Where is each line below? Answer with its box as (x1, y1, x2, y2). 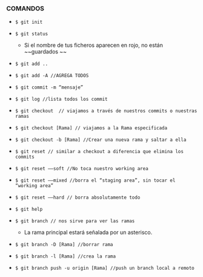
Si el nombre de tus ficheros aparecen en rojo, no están (24, 41, 164, 49)
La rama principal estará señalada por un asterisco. (24, 229, 153, 236)
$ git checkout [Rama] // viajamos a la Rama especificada (15, 125, 168, 131)
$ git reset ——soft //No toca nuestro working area (15, 166, 148, 172)
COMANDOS (6, 4, 44, 13)
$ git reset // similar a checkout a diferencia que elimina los (15, 149, 184, 155)
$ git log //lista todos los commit (15, 96, 108, 103)
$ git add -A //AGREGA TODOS (15, 73, 89, 79)
